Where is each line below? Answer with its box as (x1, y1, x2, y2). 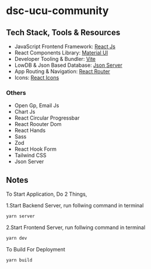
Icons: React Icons (14, 74, 59, 81)
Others (6, 88, 26, 97)
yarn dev (6, 235, 27, 241)
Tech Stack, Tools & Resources (6, 28, 121, 38)
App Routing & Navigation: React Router (14, 68, 111, 74)
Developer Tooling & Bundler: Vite (14, 56, 96, 62)
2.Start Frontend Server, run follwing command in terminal (6, 224, 146, 231)
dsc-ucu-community (6, 4, 109, 18)
